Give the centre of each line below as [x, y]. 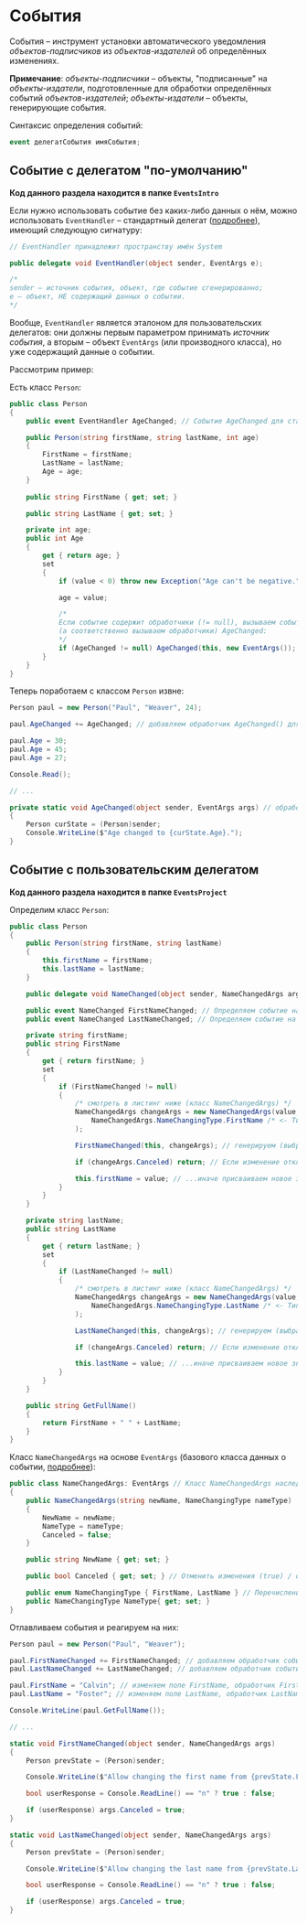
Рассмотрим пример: [52, 369]
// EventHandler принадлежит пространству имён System [116, 247]
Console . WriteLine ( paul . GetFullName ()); [88, 1711]
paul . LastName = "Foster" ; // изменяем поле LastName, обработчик [138, 1694]
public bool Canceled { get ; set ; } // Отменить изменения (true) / [159, 1576]
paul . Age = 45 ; [38, 749]
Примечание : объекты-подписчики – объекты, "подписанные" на [138, 78]
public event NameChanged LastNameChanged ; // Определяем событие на [161, 1019]
